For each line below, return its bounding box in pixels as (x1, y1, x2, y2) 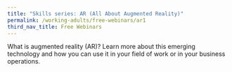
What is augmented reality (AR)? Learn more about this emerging (7, 43, 195, 51)
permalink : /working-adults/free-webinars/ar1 (7, 17, 146, 24)
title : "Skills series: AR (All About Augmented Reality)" (7, 10, 184, 17)
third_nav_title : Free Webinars (7, 23, 102, 30)
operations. (7, 57, 41, 66)
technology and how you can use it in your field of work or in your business (7, 50, 226, 58)
